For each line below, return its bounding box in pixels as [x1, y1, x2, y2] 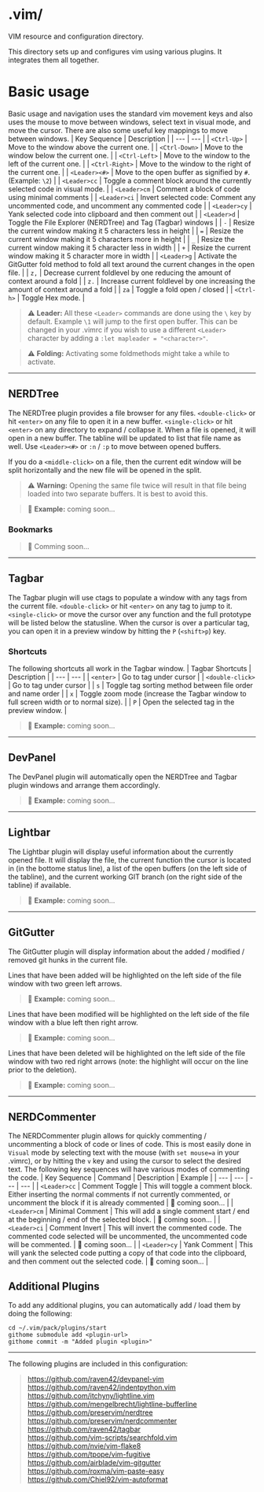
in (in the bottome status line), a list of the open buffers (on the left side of [8, 863, 247, 873]
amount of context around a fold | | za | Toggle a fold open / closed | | [8, 284, 233, 294]
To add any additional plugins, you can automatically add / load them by [8, 1301, 241, 1310]
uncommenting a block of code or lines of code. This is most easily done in [8, 1140, 251, 1149]
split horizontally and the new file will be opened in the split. [8, 465, 202, 474]
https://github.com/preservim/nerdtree [27, 1408, 153, 1417]
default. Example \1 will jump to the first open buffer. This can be [27, 317, 238, 326]
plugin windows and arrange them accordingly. [8, 780, 161, 789]
